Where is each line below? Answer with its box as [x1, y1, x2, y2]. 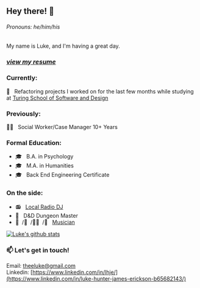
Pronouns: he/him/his [6, 23, 60, 31]
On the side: [6, 189, 43, 198]
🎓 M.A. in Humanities [15, 162, 74, 169]
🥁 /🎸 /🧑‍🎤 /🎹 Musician [15, 218, 75, 226]
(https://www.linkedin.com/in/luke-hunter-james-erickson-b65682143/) [6, 275, 187, 282]
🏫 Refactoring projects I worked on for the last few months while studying [6, 87, 194, 95]
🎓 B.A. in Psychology [15, 153, 74, 160]
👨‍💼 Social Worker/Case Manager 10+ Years [6, 124, 118, 131]
